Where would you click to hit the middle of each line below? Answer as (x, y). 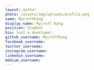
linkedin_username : (25, 55)
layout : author (21, 10)
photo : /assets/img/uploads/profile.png (47, 14)
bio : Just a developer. (30, 33)
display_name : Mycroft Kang (34, 23)
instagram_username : (26, 51)
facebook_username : (25, 42)
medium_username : (23, 60)
